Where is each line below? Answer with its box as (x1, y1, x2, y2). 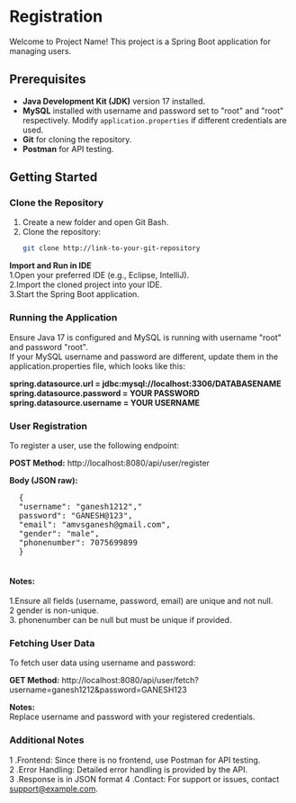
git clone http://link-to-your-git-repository (22, 244, 201, 253)
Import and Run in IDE (9, 260, 92, 271)
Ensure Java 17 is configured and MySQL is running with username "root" (9, 331, 282, 343)
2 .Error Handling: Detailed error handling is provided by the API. (9, 763, 248, 775)
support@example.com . (9, 783, 99, 794)
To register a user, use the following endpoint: (9, 439, 180, 451)
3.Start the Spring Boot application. (9, 289, 139, 300)
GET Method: (9, 675, 60, 686)
